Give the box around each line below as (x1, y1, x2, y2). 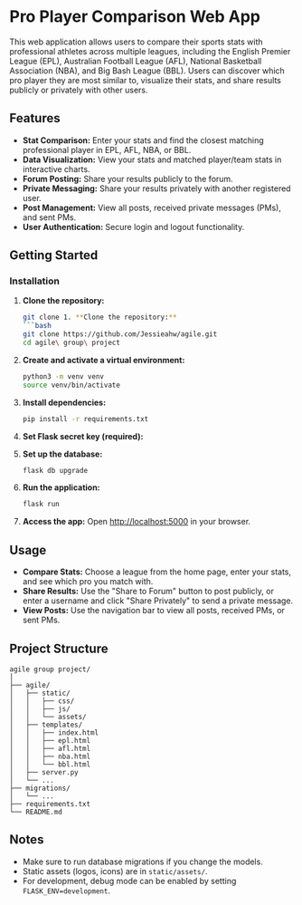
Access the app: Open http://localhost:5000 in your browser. (22, 516, 251, 527)
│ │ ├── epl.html (9, 736, 91, 745)
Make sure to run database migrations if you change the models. (22, 856, 264, 867)
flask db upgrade (22, 466, 89, 475)
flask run (22, 500, 61, 509)
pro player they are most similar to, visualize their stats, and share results (9, 74, 282, 85)
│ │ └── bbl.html (9, 759, 91, 769)
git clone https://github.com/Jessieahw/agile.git (22, 330, 218, 339)
